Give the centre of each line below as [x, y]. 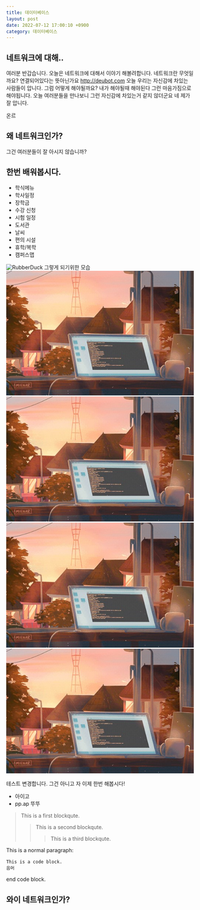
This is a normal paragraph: [40, 850]
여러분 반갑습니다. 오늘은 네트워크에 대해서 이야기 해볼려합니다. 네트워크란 [92, 73]
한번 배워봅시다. [34, 172]
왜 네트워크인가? [35, 136]
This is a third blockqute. [81, 839]
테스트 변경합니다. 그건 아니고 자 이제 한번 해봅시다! [65, 784]
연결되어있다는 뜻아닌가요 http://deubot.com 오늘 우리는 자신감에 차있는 [104, 81]
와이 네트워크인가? [38, 900]
